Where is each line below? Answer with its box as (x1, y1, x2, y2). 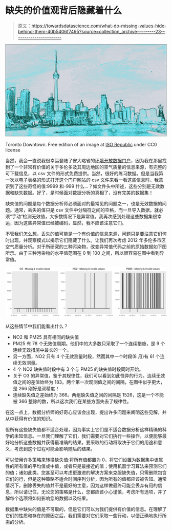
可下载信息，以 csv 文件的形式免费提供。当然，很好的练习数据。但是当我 (5, 170, 159, 176)
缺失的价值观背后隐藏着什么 (5, 5, 122, 16)
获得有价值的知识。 (14, 415, 55, 422)
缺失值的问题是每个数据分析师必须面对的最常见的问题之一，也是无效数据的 (5, 200, 162, 206)
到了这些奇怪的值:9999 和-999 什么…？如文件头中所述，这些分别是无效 (9, 183, 160, 189)
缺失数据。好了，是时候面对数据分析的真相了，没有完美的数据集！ (14, 190, 154, 196)
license (5, 147, 20, 153)
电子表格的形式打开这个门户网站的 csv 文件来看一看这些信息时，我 (18, 177, 159, 183)
